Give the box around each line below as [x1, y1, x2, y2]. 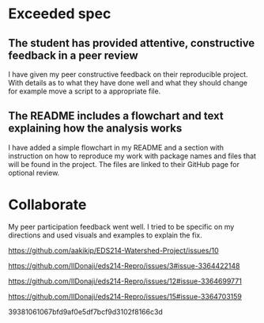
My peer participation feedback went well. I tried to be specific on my [8, 222, 235, 231]
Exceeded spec [8, 5, 111, 23]
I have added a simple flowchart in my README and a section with [8, 142, 224, 152]
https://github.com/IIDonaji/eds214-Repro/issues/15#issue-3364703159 [8, 291, 243, 301]
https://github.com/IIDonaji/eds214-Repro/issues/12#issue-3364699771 [8, 276, 243, 286]
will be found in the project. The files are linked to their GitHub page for [8, 159, 239, 169]
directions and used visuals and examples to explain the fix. [8, 230, 203, 240]
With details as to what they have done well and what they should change [8, 78, 247, 87]
